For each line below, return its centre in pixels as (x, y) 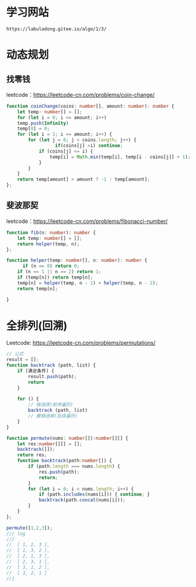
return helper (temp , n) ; (48, 244)
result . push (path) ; (53, 376)
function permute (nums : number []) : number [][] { (67, 438)
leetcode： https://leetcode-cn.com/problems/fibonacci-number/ (87, 221)
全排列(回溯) (37, 326)
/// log (16, 534)
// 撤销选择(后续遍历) (53, 416)
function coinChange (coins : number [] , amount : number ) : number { (90, 106)
